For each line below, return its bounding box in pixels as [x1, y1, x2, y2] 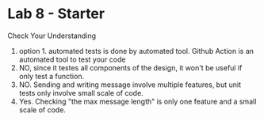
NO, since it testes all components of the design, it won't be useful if [18, 62, 243, 72]
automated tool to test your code [18, 55, 126, 64]
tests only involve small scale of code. [18, 88, 143, 97]
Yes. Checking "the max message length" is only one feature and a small [18, 96, 257, 106]
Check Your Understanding [7, 31, 97, 40]
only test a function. [18, 71, 85, 81]
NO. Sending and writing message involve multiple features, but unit [18, 80, 242, 89]
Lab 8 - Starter [7, 5, 105, 23]
